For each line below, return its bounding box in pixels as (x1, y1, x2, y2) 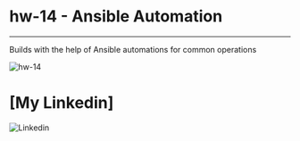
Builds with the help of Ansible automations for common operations (9, 44, 257, 54)
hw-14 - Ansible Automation (9, 6, 223, 27)
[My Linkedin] (9, 93, 114, 113)
